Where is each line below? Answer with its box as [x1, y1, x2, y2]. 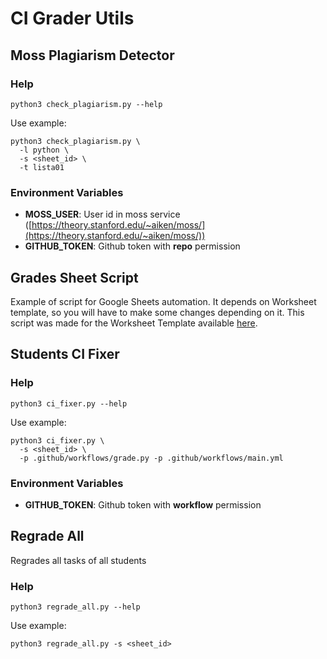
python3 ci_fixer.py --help [10, 398, 128, 409]
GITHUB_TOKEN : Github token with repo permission [24, 240, 241, 252]
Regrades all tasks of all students [10, 554, 147, 566]
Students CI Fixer [10, 346, 120, 363]
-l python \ [19, 145, 70, 155]
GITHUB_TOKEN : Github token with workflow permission [24, 498, 262, 511]
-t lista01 [19, 162, 65, 172]
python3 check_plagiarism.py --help [10, 99, 163, 109]
